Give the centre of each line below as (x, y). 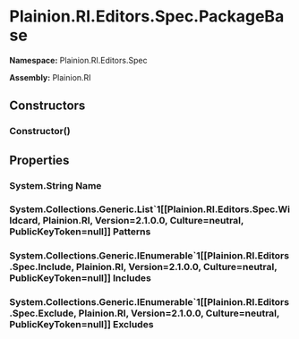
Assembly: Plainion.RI (50, 77)
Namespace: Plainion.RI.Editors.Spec (78, 60)
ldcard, (25, 221)
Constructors (47, 106)
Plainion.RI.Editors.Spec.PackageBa (147, 17)
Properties (39, 160)
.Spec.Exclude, (43, 313)
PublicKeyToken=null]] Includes (81, 278)
